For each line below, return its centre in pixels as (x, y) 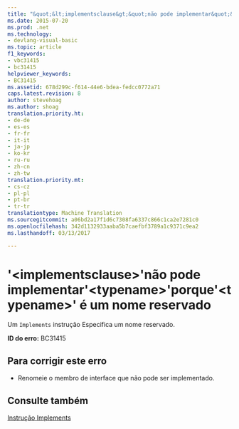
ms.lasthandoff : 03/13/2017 (49, 233)
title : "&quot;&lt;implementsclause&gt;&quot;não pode (90, 14)
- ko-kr (19, 153)
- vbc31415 (23, 61)
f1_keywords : (27, 54)
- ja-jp (19, 147)
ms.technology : (30, 34)
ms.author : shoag (33, 107)
